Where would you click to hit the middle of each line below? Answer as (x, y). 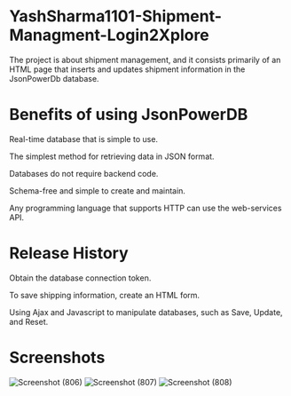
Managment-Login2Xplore (110, 35)
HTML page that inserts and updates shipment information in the (127, 69)
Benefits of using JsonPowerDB (129, 115)
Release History (69, 253)
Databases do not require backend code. (84, 173)
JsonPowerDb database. (54, 78)
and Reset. (29, 321)
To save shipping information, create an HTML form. (105, 295)
